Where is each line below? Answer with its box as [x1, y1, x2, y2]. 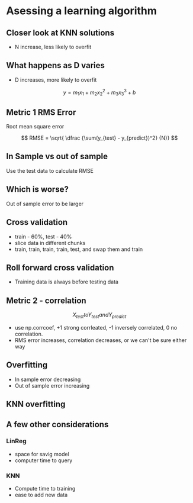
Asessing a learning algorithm [6, 4, 157, 18]
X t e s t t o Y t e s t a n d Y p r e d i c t [72, 311, 127, 320]
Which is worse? [6, 185, 69, 195]
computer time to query [14, 457, 73, 464]
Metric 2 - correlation [6, 295, 87, 305]
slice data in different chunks [14, 239, 86, 246]
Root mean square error [6, 123, 65, 130]
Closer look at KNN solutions [6, 28, 114, 38]
